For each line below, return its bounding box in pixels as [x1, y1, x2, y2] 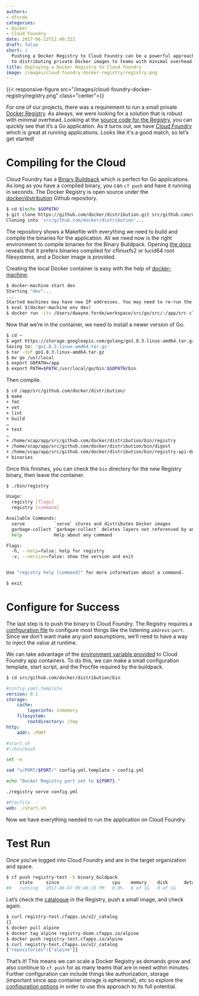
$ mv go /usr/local [6, 354, 54, 360]
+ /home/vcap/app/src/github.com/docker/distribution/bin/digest [6, 443, 171, 449]
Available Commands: [6, 516, 57, 521]
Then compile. [6, 376, 41, 384]
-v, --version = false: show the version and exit [11, 554, 134, 560]
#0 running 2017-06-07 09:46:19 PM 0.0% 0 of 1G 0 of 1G [6, 885, 176, 891]
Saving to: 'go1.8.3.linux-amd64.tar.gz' [6, 343, 110, 350]
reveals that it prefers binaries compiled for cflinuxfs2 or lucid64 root [6, 247, 175, 254]
